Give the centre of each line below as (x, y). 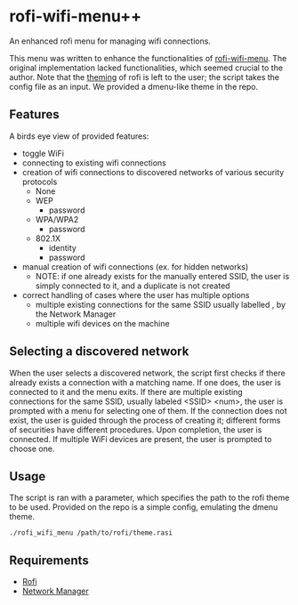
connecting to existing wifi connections (94, 163)
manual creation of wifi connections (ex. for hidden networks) (135, 266)
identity (63, 247)
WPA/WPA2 (57, 219)
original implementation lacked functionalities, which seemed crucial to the (146, 68)
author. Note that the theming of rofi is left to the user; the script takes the (145, 77)
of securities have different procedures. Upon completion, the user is (136, 430)
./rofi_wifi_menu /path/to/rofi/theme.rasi (91, 533)
